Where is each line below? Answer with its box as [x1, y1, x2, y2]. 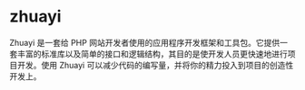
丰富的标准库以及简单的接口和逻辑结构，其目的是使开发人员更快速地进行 [16, 48, 288, 59]
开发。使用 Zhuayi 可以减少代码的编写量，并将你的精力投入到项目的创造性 [16, 59, 294, 70]
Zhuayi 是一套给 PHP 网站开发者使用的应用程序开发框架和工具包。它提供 [9, 37, 280, 48]
